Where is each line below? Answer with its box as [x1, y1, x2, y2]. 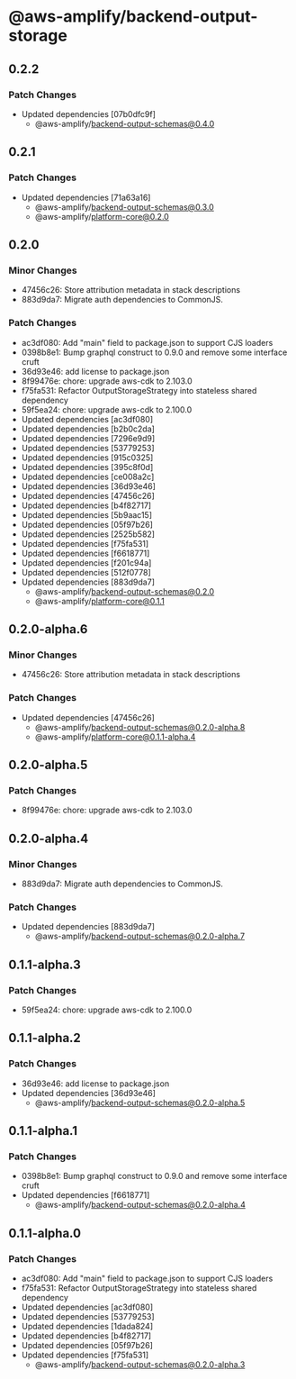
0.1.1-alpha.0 [8, 1225, 82, 1240]
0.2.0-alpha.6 [8, 621, 88, 637]
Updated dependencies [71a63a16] [21, 192, 151, 203]
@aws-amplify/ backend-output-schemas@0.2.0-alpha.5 [34, 1097, 246, 1108]
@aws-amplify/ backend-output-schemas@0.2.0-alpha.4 [34, 1200, 247, 1211]
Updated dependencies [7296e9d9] [21, 432, 156, 443]
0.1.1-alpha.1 [8, 1123, 78, 1139]
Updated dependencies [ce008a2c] [21, 471, 155, 482]
